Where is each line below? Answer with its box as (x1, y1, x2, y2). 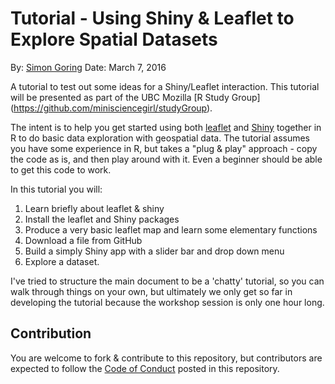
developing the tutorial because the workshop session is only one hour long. (10, 296, 325, 308)
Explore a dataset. (24, 255, 100, 267)
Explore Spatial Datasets (10, 28, 218, 51)
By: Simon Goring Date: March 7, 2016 (10, 61, 167, 73)
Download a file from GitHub (24, 234, 143, 246)
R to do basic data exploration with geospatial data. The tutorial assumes (10, 132, 311, 144)
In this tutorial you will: (10, 183, 103, 195)
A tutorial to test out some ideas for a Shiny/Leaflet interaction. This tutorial (10, 80, 320, 92)
